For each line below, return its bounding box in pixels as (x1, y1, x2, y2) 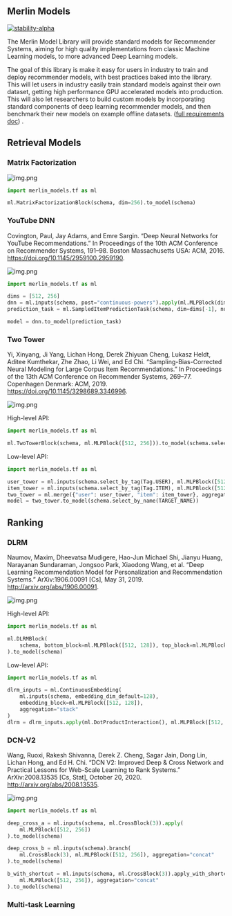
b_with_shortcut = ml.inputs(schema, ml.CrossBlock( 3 (7, 870, 166, 878)
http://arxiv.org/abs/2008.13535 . (7, 780, 99, 789)
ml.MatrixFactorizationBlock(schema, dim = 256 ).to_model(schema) (7, 199, 196, 206)
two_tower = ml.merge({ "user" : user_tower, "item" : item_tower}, (7, 491, 199, 498)
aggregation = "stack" (19, 706, 79, 713)
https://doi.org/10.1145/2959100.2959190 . (7, 253, 126, 262)
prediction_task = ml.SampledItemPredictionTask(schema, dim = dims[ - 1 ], (7, 306, 217, 313)
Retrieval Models (7, 137, 81, 149)
